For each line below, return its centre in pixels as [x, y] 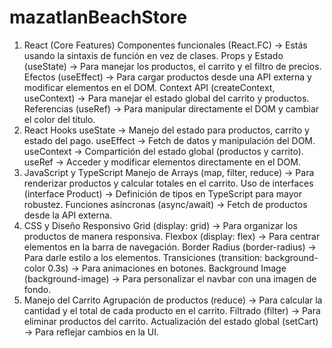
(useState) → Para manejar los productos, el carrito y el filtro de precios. [172, 66]
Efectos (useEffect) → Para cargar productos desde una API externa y [167, 77]
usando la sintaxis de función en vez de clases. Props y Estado [153, 55]
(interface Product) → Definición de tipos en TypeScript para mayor [162, 193]
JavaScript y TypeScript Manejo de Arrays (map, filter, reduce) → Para [169, 172]
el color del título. [59, 119]
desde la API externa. [68, 215]
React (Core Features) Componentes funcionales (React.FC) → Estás [165, 45]
